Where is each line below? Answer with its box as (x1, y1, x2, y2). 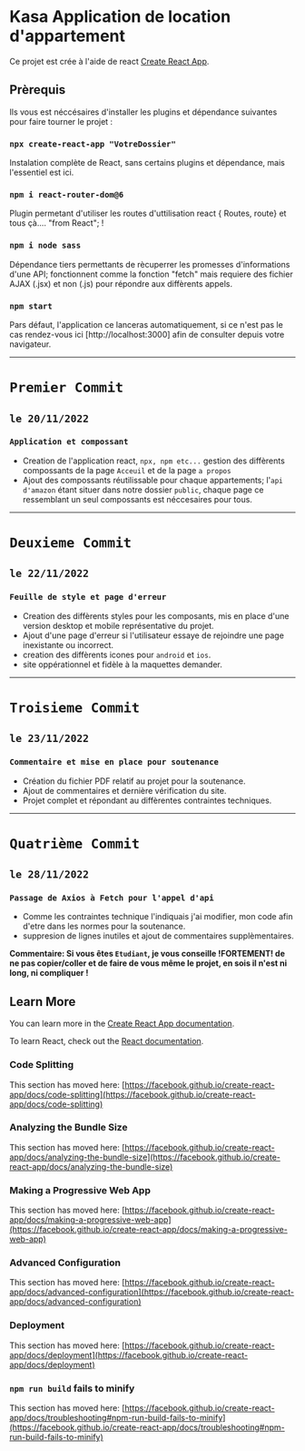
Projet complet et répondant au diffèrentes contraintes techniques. (22, 795, 272, 806)
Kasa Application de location (9, 6, 231, 27)
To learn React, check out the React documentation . (9, 1036, 204, 1047)
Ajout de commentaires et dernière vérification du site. (22, 785, 227, 796)
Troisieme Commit (9, 699, 141, 716)
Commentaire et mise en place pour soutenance (9, 757, 220, 767)
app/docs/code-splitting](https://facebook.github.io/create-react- (9, 1089, 256, 1100)
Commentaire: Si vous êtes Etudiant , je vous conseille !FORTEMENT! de (9, 949, 286, 959)
